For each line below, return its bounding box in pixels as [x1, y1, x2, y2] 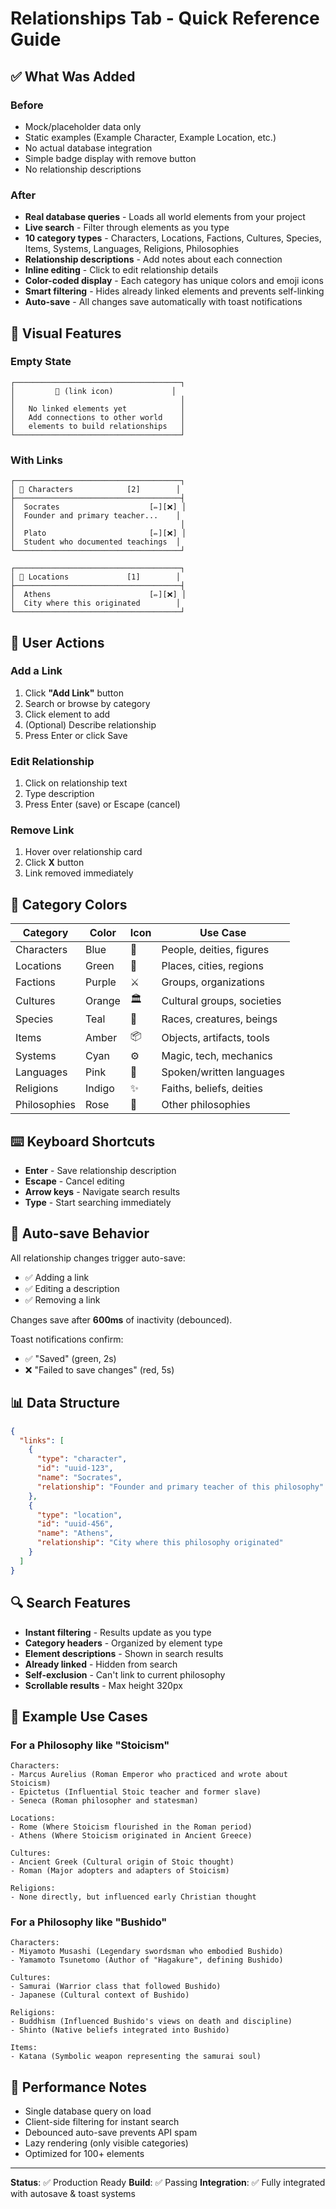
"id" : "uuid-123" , [36, 1463, 114, 1474]
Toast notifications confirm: [10, 1333, 124, 1345]
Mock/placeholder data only [24, 120, 142, 132]
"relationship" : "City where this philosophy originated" [36, 1538, 284, 1548]
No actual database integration [24, 142, 153, 154]
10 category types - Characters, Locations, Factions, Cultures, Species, [24, 232, 322, 244]
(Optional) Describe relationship [24, 718, 157, 731]
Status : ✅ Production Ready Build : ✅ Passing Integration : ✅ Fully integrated [10, 2177, 326, 2189]
